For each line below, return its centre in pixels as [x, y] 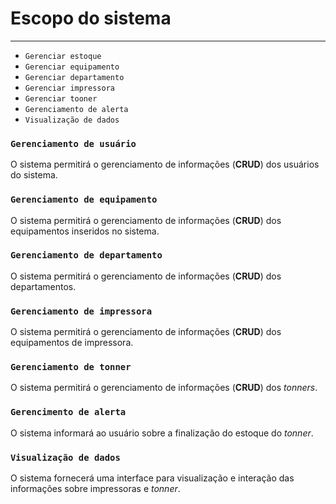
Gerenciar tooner [61, 98]
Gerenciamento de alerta [76, 109]
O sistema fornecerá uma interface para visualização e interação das [152, 478]
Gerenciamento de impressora [81, 311]
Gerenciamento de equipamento [84, 200]
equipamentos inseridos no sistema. [85, 231]
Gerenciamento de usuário [73, 143]
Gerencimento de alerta [68, 412]
